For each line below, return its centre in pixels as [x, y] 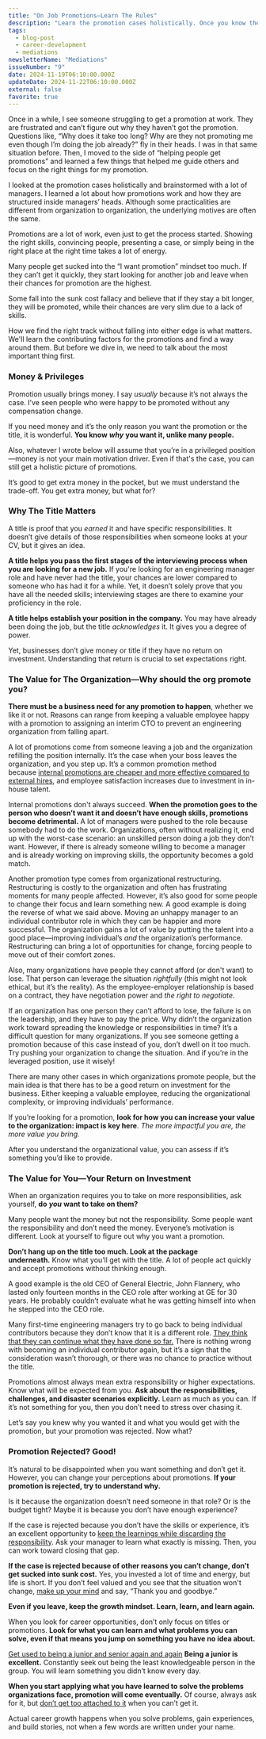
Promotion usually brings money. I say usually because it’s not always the [128, 394]
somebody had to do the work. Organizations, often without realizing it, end [131, 830]
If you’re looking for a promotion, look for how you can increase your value [132, 1117]
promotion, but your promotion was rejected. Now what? [100, 1431]
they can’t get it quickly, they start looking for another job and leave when [128, 275]
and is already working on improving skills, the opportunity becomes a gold [131, 855]
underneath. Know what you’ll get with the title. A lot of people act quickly [130, 1260]
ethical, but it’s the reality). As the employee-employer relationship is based [131, 987]
